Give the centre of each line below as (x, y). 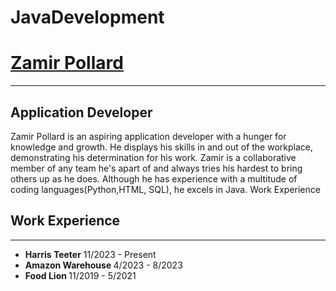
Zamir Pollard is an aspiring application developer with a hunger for (148, 136)
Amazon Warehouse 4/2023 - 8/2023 (103, 265)
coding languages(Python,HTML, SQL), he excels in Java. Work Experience (165, 189)
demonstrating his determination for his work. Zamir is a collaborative (153, 157)
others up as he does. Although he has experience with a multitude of (154, 178)
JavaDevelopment (87, 17)
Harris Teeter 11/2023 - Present (90, 254)
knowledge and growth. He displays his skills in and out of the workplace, (161, 147)
